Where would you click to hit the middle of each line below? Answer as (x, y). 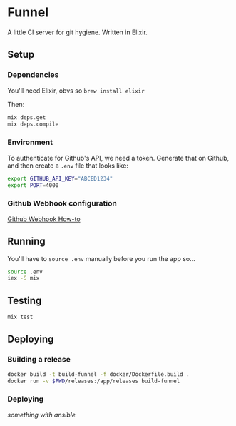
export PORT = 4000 (33, 185)
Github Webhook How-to (44, 219)
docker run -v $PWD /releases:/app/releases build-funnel (94, 381)
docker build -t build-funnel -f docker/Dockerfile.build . (99, 374)
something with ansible (42, 415)
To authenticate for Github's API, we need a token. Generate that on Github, (118, 158)
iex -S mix (24, 278)
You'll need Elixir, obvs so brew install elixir (76, 91)
